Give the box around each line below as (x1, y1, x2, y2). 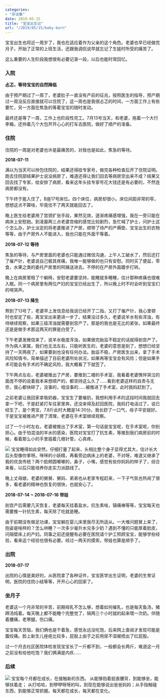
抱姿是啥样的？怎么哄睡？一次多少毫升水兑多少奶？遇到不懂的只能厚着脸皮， (5, 525, 160, 531)
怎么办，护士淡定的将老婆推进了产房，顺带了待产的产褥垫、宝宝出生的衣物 (9, 224, 160, 230)
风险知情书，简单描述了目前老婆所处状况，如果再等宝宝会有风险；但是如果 (5, 355, 156, 361)
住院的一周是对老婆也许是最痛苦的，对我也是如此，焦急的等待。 (5, 147, 134, 153)
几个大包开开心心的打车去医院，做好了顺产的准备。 (30, 121, 134, 127)
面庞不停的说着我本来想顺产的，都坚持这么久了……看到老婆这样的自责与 (5, 378, 151, 384)
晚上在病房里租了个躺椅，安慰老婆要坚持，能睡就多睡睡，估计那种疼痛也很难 (5, 274, 160, 281)
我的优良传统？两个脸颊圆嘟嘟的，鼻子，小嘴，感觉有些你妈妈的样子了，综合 (5, 458, 160, 464)
